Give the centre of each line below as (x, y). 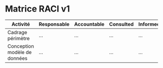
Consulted (121, 24)
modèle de (20, 52)
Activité (21, 24)
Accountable (90, 24)
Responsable (54, 24)
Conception (21, 46)
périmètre (19, 38)
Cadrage (17, 32)
